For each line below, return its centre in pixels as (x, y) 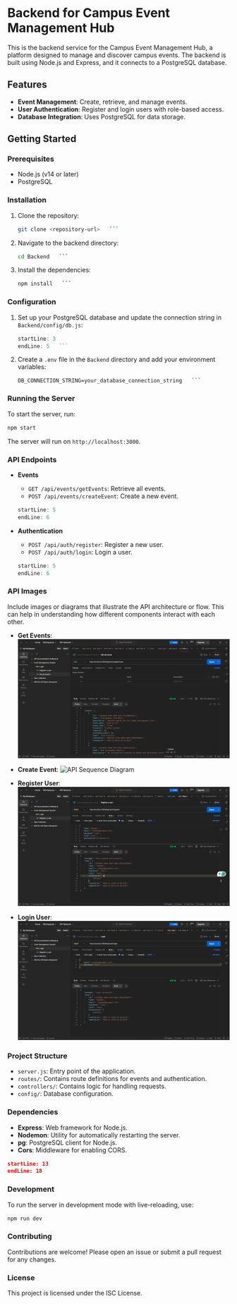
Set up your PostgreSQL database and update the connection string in (120, 317)
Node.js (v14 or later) (48, 174)
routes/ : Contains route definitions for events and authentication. (112, 1079)
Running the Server (41, 399)
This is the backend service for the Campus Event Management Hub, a (110, 47)
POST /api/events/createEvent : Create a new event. (103, 496)
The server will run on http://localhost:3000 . (74, 441)
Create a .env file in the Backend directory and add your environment (116, 360)
